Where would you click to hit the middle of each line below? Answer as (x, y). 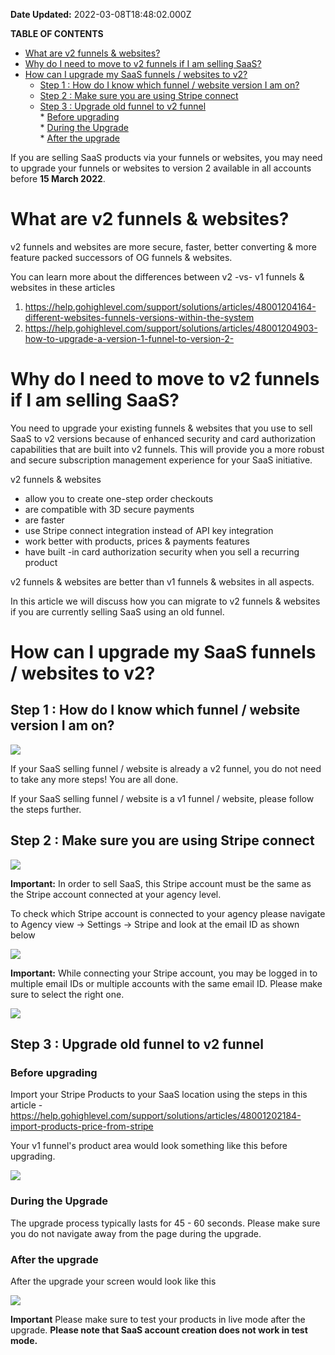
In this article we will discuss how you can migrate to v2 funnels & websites (165, 601)
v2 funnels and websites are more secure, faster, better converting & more (163, 246)
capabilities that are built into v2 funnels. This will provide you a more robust (167, 449)
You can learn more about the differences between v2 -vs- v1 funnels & (157, 276)
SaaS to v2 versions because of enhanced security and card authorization (163, 438)
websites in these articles (63, 287)
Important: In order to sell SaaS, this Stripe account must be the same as (161, 883)
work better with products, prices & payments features (137, 541)
